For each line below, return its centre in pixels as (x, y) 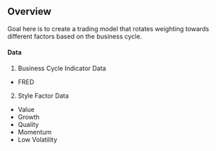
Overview (30, 12)
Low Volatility (37, 140)
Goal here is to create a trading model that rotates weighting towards (108, 28)
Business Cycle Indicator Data (62, 68)
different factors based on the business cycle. (75, 36)
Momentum (35, 132)
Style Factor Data (43, 96)
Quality (28, 125)
